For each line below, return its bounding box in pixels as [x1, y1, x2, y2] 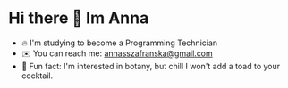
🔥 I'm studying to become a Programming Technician [21, 37, 218, 48]
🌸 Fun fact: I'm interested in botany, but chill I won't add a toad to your [21, 60, 281, 71]
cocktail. [21, 70, 54, 81]
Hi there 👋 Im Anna [8, 8, 149, 28]
